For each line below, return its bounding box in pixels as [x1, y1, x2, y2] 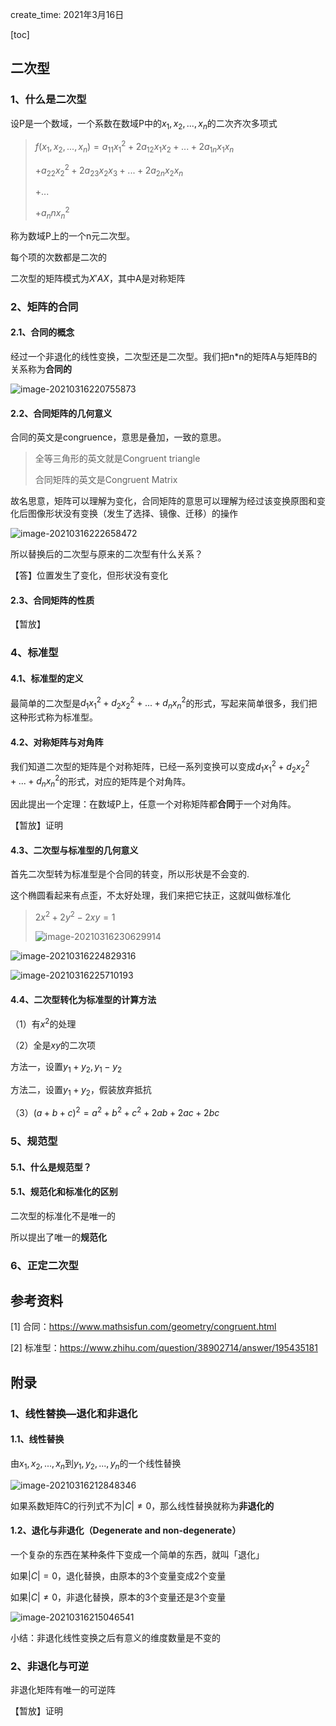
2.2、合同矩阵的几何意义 [10, 407, 113, 419]
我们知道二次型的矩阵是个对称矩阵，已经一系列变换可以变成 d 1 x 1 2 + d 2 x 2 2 [10, 759, 310, 775]
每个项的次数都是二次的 [10, 251, 107, 263]
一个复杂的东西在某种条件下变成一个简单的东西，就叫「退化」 [10, 1549, 265, 1560]
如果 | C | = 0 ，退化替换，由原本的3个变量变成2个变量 [10, 1570, 227, 1582]
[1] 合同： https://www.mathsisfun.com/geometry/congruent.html [10, 1321, 277, 1333]
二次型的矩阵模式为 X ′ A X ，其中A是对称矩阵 [10, 272, 186, 284]
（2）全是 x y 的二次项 [10, 1039, 97, 1051]
